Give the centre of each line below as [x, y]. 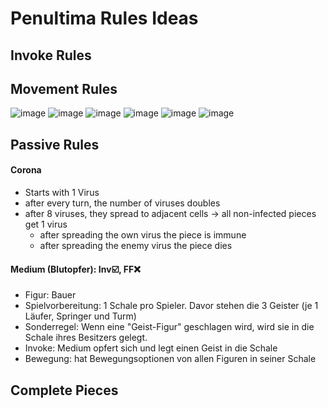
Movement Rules [64, 88]
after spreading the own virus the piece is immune [143, 234]
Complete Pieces [64, 390]
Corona [26, 170]
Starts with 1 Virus [62, 192]
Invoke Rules [51, 55]
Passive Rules [55, 144]
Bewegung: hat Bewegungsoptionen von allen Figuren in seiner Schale [170, 359]
